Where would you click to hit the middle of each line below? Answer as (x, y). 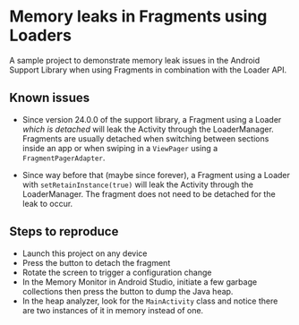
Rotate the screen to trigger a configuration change (117, 272)
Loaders (40, 35)
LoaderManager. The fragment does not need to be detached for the (149, 193)
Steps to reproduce (64, 231)
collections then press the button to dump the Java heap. (128, 291)
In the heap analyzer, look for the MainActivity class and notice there (150, 301)
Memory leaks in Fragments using (138, 17)
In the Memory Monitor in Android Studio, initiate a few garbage (140, 282)
